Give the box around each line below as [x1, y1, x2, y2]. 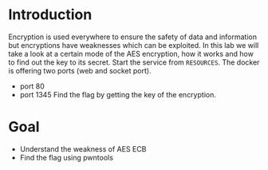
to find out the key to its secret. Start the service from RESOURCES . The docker [8, 57, 260, 67]
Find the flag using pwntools [19, 152, 114, 162]
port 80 [19, 81, 45, 91]
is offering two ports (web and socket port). [8, 65, 152, 75]
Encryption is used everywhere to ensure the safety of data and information [8, 32, 258, 42]
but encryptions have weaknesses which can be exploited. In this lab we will [8, 40, 259, 49]
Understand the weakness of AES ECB [19, 144, 147, 153]
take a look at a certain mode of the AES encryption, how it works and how [8, 49, 254, 58]
